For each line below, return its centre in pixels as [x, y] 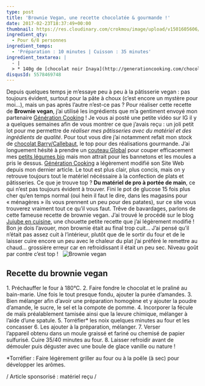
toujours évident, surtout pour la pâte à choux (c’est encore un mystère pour [102, 98]
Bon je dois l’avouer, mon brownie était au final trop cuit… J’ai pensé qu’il [98, 228]
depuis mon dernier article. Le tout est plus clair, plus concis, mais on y [95, 170]
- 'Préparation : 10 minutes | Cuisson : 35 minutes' [81, 52]
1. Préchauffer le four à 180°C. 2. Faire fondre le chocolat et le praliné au [97, 288]
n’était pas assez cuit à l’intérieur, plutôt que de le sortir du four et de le [95, 235]
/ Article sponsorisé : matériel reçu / [51, 377]
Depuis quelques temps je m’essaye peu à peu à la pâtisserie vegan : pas [98, 92]
